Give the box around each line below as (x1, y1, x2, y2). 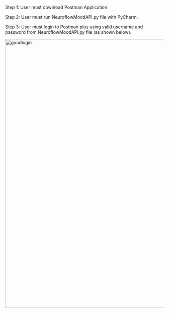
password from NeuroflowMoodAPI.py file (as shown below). (5, 29, 132, 35)
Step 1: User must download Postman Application (5, 5, 107, 10)
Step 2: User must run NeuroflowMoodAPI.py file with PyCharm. (5, 14, 138, 20)
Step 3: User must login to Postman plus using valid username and (5, 24, 143, 30)
